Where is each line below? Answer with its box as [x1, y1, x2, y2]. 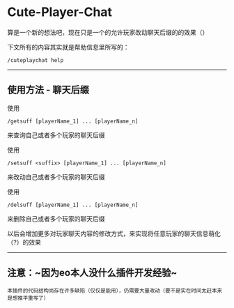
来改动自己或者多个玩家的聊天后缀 [7, 172, 105, 181]
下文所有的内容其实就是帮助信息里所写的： [7, 43, 130, 51]
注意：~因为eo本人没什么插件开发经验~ [7, 267, 178, 279]
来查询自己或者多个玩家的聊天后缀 [7, 130, 105, 139]
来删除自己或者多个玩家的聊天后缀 [7, 214, 105, 223]
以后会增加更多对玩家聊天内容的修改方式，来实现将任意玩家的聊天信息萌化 [7, 229, 221, 238]
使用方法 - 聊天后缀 [7, 84, 89, 96]
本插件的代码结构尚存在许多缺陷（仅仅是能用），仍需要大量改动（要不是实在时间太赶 [7, 287, 212, 294]
